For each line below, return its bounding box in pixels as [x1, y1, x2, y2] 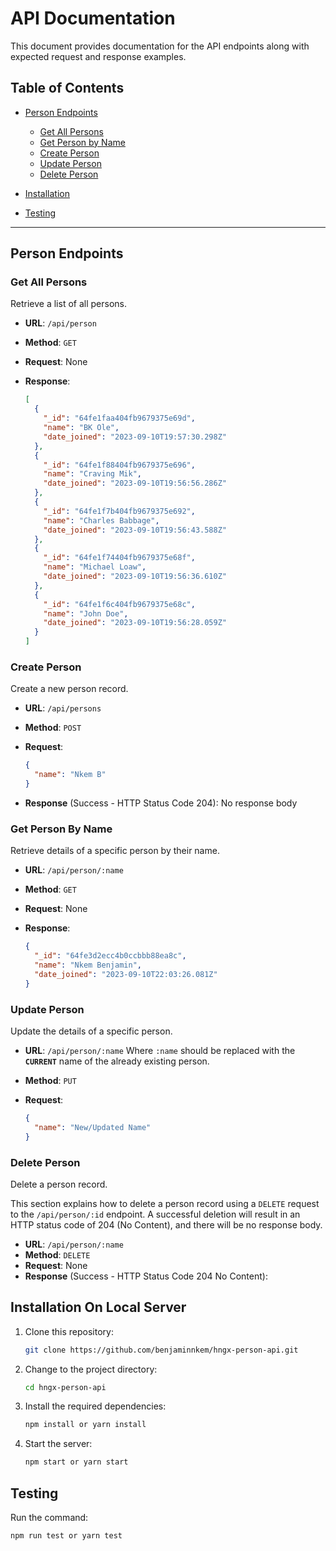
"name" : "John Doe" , [43, 608, 129, 619]
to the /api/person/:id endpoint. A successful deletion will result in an [10, 1208, 301, 1220]
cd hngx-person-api [24, 1382, 107, 1392]
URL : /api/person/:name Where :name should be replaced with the [24, 1044, 296, 1056]
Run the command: [10, 1512, 89, 1523]
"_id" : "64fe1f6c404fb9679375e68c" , [43, 599, 196, 609]
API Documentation [10, 7, 176, 30]
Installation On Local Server [10, 1299, 187, 1316]
